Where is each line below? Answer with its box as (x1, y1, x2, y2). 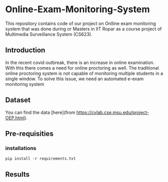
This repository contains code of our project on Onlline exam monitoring (5, 20, 156, 26)
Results (5, 170, 30, 178)
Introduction (5, 46, 46, 54)
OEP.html (5, 114, 25, 120)
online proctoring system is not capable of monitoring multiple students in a (5, 70, 163, 76)
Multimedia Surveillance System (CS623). (5, 31, 92, 37)
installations (5, 144, 37, 151)
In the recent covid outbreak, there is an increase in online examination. (5, 59, 155, 66)
